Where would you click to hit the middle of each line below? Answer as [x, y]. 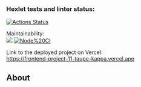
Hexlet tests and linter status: [51, 9]
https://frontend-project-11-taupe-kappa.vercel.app [70, 59]
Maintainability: [25, 34]
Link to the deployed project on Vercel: [54, 52]
